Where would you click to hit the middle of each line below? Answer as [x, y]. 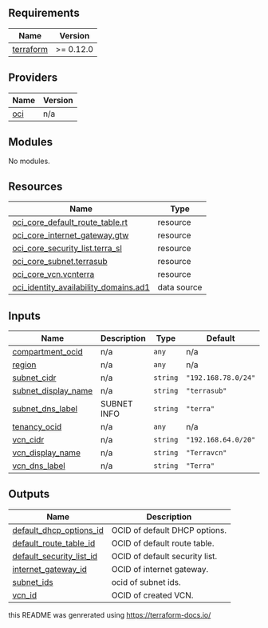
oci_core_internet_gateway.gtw [71, 235]
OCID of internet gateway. [160, 569]
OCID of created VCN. [152, 595]
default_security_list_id [55, 556]
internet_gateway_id [50, 569]
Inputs [25, 316]
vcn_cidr [28, 440]
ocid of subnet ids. [146, 582]
